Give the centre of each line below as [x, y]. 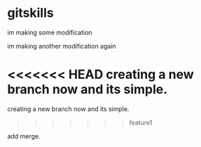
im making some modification [50, 32]
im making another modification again [62, 46]
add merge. [24, 136]
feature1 [141, 122]
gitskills [30, 13]
